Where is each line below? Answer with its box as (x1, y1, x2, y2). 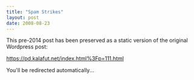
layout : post (6, 15, 39, 21)
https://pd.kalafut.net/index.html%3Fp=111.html (6, 55, 124, 62)
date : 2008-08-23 (6, 20, 50, 26)
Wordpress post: (6, 43, 48, 50)
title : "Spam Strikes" (6, 8, 64, 15)
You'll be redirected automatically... (6, 67, 95, 74)
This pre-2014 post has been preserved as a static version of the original (6, 37, 188, 44)
